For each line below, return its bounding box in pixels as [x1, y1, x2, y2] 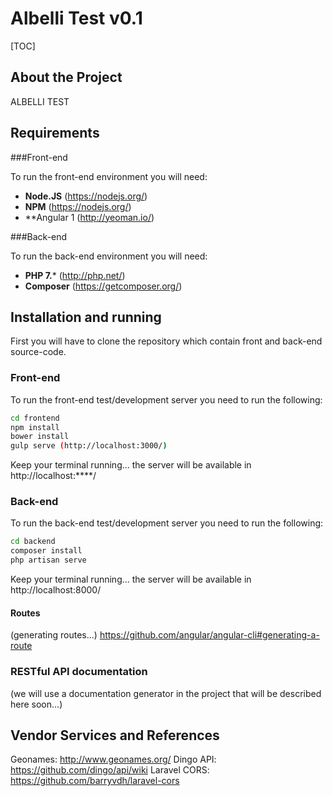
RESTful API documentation [10, 665, 148, 679]
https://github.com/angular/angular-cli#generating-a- [99, 629, 320, 641]
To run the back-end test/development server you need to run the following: [10, 517, 324, 529]
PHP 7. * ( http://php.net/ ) [24, 269, 126, 281]
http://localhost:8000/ [10, 584, 102, 596]
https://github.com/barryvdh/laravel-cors [10, 775, 180, 787]
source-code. [10, 346, 67, 358]
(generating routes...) [10, 629, 98, 641]
